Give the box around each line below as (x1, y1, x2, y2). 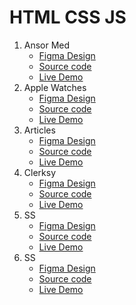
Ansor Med (23, 39, 71, 51)
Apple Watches (23, 81, 87, 93)
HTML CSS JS (9, 6, 127, 29)
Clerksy (23, 166, 57, 178)
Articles (23, 124, 56, 136)
